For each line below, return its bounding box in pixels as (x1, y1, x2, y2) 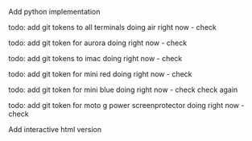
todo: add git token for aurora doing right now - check (8, 38, 188, 48)
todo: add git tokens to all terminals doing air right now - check (8, 23, 217, 31)
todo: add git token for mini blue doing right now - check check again (8, 85, 238, 94)
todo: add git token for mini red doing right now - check (8, 69, 192, 79)
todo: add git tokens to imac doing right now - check (8, 54, 183, 63)
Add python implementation (8, 7, 101, 16)
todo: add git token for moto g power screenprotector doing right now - (8, 101, 245, 110)
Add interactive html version (8, 125, 102, 134)
